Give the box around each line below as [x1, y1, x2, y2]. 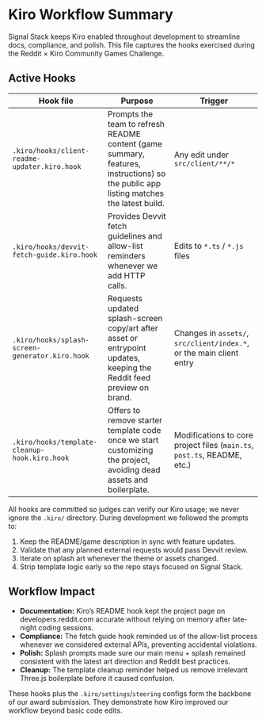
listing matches [107, 188, 165, 199]
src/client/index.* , [173, 337, 249, 348]
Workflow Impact [8, 585, 95, 599]
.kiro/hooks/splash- [12, 335, 89, 344]
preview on [107, 382, 149, 393]
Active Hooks [8, 71, 77, 85]
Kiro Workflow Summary [8, 6, 174, 24]
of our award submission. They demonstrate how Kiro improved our [8, 697, 229, 706]
